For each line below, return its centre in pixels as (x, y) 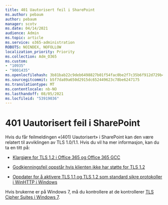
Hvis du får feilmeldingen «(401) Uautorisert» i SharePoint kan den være (79, 137)
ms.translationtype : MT (30, 84)
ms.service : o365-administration (40, 43)
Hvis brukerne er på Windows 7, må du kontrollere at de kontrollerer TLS (79, 192)
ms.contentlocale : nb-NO (31, 89)
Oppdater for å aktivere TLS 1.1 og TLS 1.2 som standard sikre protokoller (87, 177)
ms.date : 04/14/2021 (27, 29)
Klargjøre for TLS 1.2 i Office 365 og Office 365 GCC (66, 157)
